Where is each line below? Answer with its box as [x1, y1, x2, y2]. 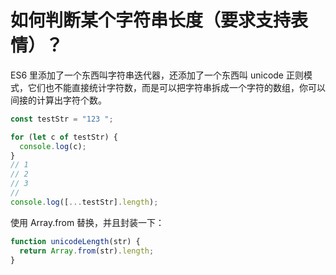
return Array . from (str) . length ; [19, 246, 155, 256]
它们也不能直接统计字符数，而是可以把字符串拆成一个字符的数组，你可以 [27, 81, 326, 93]
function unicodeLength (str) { [10, 236, 141, 246]
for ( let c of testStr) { [10, 132, 118, 142]
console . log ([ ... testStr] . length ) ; [10, 197, 159, 207]
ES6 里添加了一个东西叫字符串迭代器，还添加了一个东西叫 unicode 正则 [10, 69, 304, 81]
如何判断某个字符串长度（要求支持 [10, 9, 292, 32]
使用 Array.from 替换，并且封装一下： [10, 216, 165, 228]
